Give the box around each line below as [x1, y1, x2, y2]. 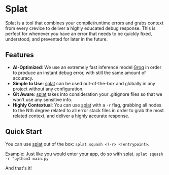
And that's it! [5, 165, 32, 171]
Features [5, 51, 34, 59]
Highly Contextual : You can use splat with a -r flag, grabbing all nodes [12, 102, 161, 108]
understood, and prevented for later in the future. [5, 36, 108, 42]
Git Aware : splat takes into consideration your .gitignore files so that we [12, 91, 162, 97]
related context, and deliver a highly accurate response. [12, 113, 129, 119]
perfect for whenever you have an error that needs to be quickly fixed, [5, 30, 152, 37]
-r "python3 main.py [5, 156, 49, 161]
